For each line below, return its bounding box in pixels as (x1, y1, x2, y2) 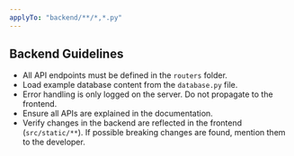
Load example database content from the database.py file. (22, 80, 238, 91)
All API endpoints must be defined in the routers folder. (22, 70, 227, 81)
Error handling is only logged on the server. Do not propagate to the (22, 89, 273, 100)
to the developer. (22, 136, 85, 148)
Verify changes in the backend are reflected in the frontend (22, 117, 243, 128)
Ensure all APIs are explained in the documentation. (22, 108, 213, 119)
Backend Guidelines (9, 47, 124, 62)
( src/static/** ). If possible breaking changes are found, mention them (22, 127, 286, 138)
